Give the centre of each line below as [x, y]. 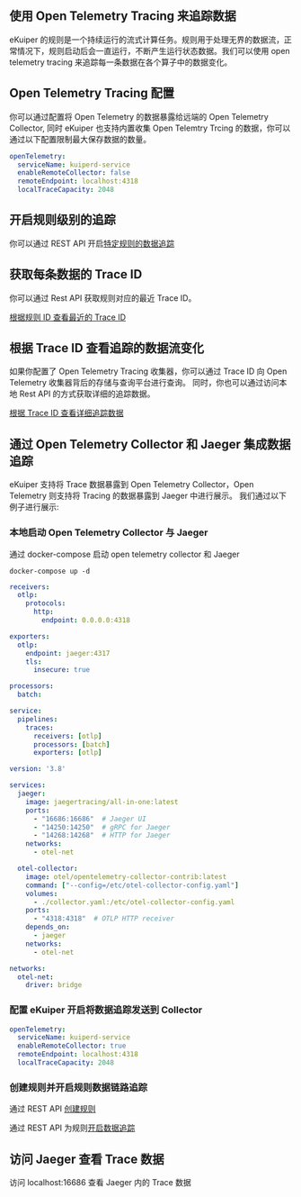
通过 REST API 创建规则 [53, 1109]
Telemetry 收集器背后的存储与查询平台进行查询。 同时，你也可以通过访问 [144, 383]
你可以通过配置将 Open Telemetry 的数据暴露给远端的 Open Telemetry [139, 116]
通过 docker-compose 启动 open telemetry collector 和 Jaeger [124, 554]
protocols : [46, 603]
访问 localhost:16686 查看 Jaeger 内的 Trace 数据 [100, 1183]
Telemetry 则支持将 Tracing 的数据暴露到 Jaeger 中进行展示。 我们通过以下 [148, 496]
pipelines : [38, 719]
